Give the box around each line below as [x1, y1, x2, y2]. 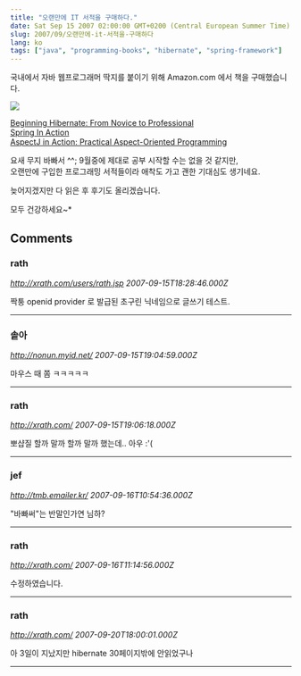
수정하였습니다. [10, 578, 63, 588]
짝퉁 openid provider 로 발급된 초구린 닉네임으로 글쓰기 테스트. [10, 296, 230, 306]
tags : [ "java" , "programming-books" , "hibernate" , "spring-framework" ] [10, 46, 282, 55]
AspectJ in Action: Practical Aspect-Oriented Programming [10, 137, 227, 147]
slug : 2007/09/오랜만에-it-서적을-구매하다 [10, 29, 155, 38]
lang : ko [10, 38, 43, 47]
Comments [10, 230, 73, 246]
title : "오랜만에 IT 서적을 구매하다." [10, 13, 138, 22]
